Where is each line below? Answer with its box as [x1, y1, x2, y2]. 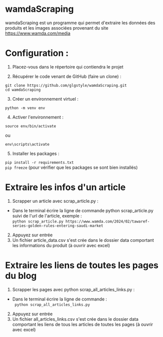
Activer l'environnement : [12, 114, 64, 120]
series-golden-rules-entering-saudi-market [12, 223, 104, 228]
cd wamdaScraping [5, 87, 41, 92]
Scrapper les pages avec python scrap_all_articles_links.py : [12, 286, 135, 292]
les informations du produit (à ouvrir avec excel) [12, 242, 110, 248]
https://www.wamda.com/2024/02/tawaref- [65, 219, 150, 224]
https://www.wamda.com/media [5, 30, 71, 36]
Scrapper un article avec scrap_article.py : [12, 198, 99, 204]
